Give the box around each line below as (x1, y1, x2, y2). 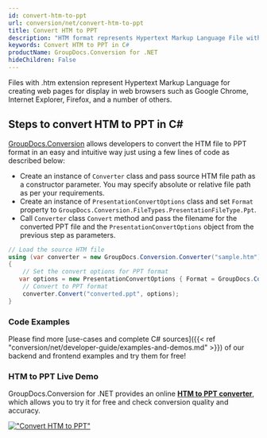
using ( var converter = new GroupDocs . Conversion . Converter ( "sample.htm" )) (8, 253, 265, 261)
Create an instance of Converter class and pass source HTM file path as (19, 171, 256, 180)
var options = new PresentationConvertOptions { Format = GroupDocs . (18, 275, 254, 283)
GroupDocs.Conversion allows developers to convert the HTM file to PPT (8, 138, 247, 148)
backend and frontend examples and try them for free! (8, 351, 187, 360)
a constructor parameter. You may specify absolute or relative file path (19, 180, 251, 189)
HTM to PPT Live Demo (8, 370, 99, 382)
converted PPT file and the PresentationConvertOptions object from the (19, 222, 254, 231)
